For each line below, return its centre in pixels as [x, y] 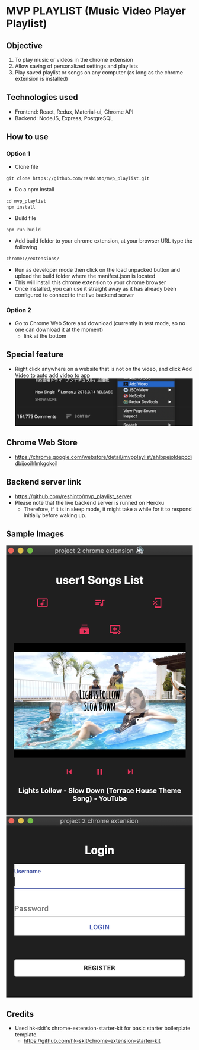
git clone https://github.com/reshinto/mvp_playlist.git [78, 178]
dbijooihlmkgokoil [36, 463]
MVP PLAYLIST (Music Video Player [96, 11]
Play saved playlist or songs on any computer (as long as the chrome [99, 72]
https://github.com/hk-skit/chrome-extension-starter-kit [92, 1041]
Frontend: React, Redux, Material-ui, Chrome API [74, 112]
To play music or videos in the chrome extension [74, 60]
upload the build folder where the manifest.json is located [85, 276]
